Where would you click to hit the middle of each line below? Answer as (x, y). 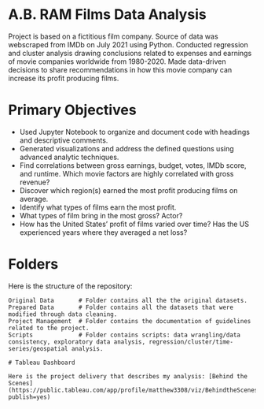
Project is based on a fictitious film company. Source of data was (113, 36)
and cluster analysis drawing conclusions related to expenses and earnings (130, 53)
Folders (33, 264)
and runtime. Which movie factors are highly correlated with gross (126, 173)
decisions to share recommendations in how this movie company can (120, 69)
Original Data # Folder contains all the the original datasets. (128, 300)
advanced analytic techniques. (69, 157)
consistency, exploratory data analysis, (77, 342)
